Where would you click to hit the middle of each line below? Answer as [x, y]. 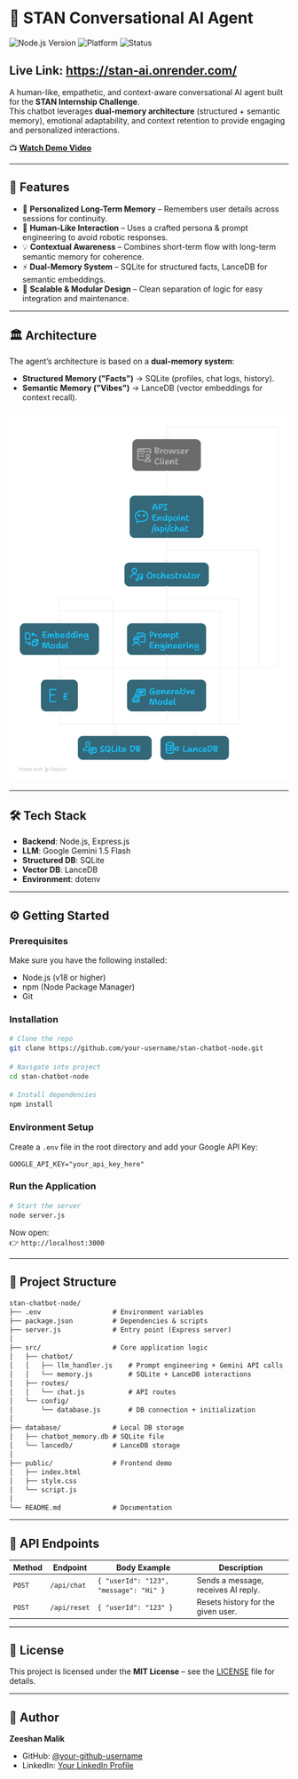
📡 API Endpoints [55, 1543]
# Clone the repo [41, 1039]
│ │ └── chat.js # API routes [93, 1392]
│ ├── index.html [45, 1472]
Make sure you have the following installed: [88, 960]
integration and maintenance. [75, 298]
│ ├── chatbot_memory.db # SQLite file [87, 1437]
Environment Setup [52, 1127]
